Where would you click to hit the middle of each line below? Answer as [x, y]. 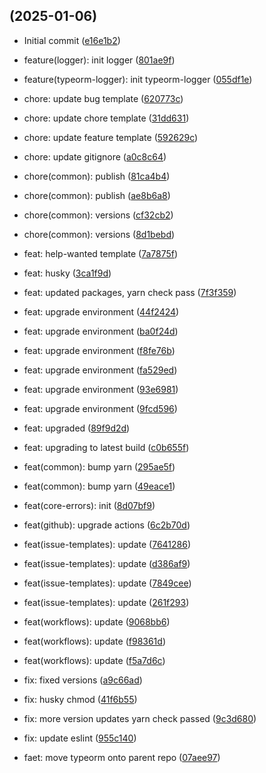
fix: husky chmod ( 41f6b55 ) [80, 699]
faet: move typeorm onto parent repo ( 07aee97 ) [122, 757]
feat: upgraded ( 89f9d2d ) [77, 428]
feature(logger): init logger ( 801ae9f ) [99, 60]
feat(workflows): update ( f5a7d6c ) [94, 660]
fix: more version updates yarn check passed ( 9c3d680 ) [140, 718]
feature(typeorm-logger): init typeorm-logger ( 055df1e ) [138, 79]
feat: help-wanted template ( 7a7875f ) [101, 253]
